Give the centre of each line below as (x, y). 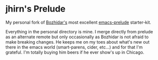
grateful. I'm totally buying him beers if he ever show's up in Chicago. (75, 52)
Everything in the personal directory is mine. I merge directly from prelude (79, 31)
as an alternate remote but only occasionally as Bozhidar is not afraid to (77, 37)
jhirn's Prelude (36, 9)
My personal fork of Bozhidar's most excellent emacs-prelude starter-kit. (79, 22)
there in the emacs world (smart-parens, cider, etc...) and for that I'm (74, 47)
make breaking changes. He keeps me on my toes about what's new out (78, 42)
